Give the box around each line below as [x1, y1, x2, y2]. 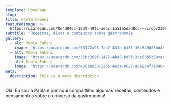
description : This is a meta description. [10, 74, 101, 79]
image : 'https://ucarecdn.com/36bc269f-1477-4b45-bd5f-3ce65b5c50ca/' [14, 54, 167, 60]
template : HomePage [5, 7, 47, 13]
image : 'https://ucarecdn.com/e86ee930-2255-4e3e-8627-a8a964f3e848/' [14, 64, 167, 69]
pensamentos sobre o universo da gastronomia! [5, 92, 106, 99]
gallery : [5, 36, 24, 41]
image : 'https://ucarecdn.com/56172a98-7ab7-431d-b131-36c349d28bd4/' [14, 45, 167, 50]
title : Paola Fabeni [5, 17, 49, 22]
